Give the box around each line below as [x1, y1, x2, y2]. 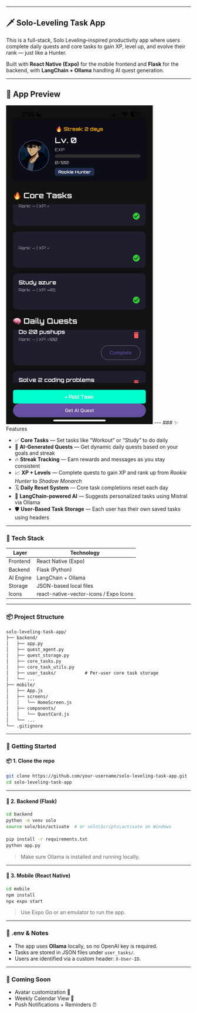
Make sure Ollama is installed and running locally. [20, 853, 140, 860]
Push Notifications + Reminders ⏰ [14, 1001, 97, 1008]
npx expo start [6, 898, 43, 904]
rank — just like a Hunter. [6, 49, 67, 56]
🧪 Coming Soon [6, 975, 51, 983]
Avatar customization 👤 [14, 989, 71, 995]
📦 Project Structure [6, 612, 64, 621]
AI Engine [8, 574, 32, 581]
